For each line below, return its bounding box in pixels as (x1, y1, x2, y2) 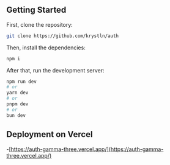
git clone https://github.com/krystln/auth (6, 33, 119, 39)
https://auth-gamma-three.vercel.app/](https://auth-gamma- (10, 146, 164, 153)
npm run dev (6, 79, 37, 85)
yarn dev (6, 90, 29, 96)
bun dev (6, 112, 26, 118)
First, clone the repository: (6, 21, 73, 28)
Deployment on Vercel (6, 129, 93, 139)
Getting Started (6, 5, 67, 15)
